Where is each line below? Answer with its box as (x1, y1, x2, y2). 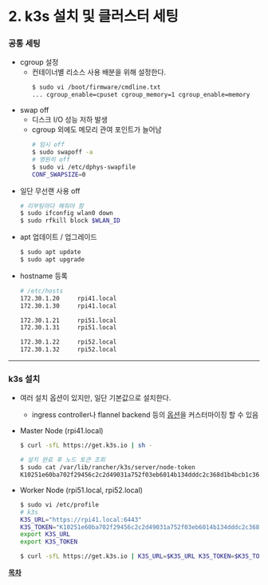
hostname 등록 (19, 271, 68, 281)
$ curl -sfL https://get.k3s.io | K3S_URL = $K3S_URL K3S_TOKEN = (19, 552, 235, 560)
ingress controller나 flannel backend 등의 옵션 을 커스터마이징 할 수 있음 (31, 410, 259, 420)
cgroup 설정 (19, 58, 59, 67)
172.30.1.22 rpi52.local (19, 338, 117, 346)
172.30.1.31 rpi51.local (19, 324, 117, 332)
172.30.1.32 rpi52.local (19, 345, 117, 354)
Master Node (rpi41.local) (19, 426, 104, 436)
